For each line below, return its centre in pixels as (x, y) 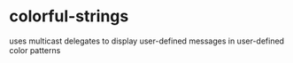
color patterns (35, 50)
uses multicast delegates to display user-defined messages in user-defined (147, 41)
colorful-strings (69, 16)
